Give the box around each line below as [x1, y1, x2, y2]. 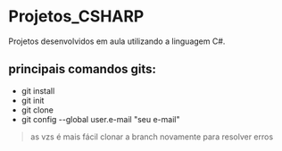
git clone [21, 105, 54, 115]
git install [21, 85, 55, 96]
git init [21, 95, 45, 105]
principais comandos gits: [8, 62, 157, 77]
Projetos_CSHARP [8, 6, 145, 27]
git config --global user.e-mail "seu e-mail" [21, 113, 180, 124]
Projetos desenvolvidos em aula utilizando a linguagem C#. [8, 36, 226, 46]
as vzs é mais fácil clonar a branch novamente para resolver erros [29, 131, 274, 142]
